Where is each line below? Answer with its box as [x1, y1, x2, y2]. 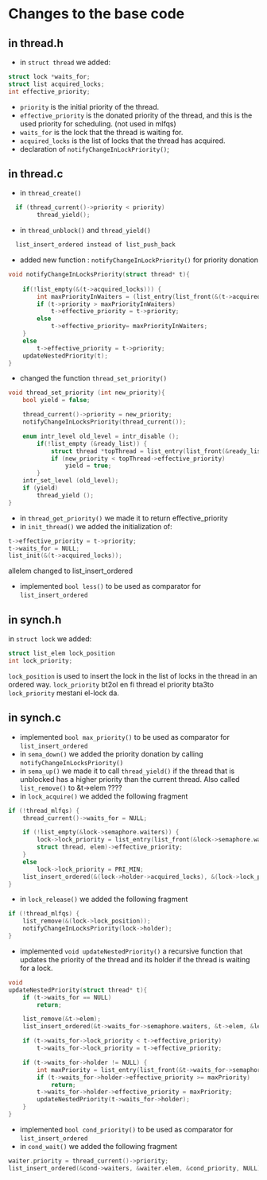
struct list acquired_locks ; [8, 80, 105, 88]
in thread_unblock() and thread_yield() [19, 226, 151, 235]
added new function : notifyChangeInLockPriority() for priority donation [19, 255, 259, 265]
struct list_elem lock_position [8, 649, 115, 658]
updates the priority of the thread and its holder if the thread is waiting [19, 954, 250, 964]
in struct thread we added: [19, 57, 111, 67]
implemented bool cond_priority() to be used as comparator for [19, 1124, 234, 1134]
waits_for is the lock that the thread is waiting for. [19, 127, 184, 137]
